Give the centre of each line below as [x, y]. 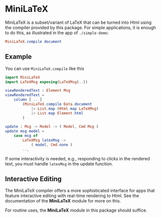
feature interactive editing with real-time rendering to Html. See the [72, 196]
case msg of [26, 136]
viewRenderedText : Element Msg [38, 91]
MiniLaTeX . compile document [33, 42]
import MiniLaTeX [23, 77]
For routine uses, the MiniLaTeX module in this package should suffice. [76, 210]
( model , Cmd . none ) [52, 145]
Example [18, 57]
